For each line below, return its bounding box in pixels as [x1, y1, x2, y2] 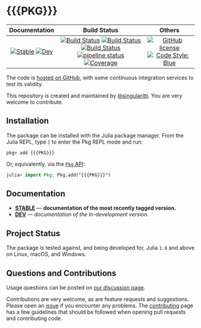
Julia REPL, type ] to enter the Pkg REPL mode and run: [6, 138, 143, 145]
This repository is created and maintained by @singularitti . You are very [6, 92, 182, 99]
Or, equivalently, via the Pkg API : [6, 160, 86, 168]
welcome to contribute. [6, 98, 63, 106]
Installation [6, 116, 49, 126]
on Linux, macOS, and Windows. [6, 251, 87, 258]
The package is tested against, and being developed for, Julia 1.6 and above [6, 244, 195, 252]
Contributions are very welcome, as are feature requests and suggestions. [6, 296, 190, 303]
